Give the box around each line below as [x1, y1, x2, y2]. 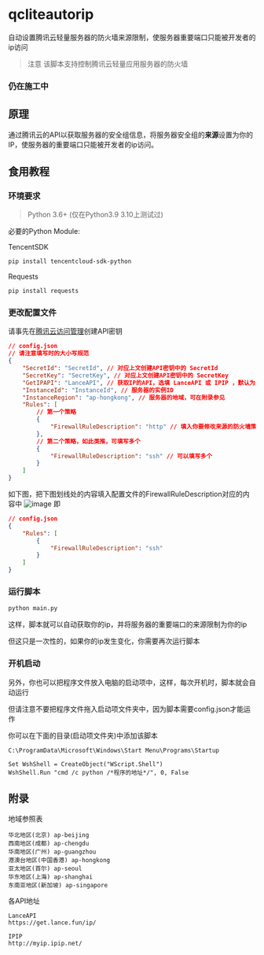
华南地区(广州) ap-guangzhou [8, 848, 97, 856]
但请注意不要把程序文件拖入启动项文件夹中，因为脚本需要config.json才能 [8, 704, 244, 713]
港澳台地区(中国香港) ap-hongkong [8, 857, 111, 864]
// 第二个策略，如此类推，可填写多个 [36, 437, 141, 446]
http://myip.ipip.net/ [8, 939, 82, 948]
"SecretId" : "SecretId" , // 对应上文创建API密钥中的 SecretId [22, 365, 218, 372]
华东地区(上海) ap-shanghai [8, 873, 93, 881]
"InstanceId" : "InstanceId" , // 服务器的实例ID [22, 386, 174, 394]
